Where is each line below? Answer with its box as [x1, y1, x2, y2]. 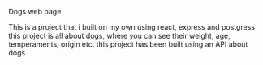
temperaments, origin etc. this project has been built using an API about [8, 39, 248, 49]
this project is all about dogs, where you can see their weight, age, [8, 31, 231, 40]
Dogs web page [8, 7, 62, 16]
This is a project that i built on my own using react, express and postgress [8, 22, 256, 31]
